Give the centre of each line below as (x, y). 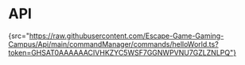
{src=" (19, 36)
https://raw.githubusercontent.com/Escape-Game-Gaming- (126, 36)
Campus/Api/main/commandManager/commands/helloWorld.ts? (113, 44)
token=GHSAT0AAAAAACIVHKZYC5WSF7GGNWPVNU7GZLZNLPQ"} (122, 52)
